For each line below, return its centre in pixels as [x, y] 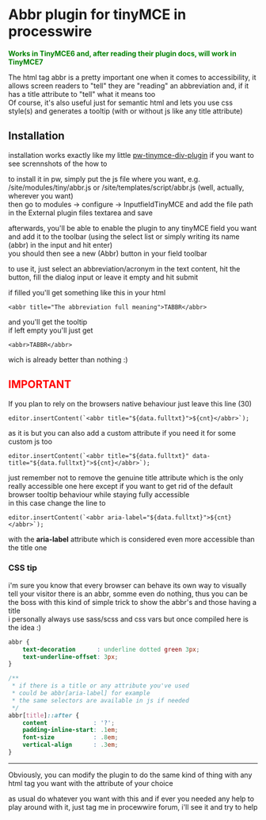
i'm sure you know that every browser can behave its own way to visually [127, 585]
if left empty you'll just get [51, 330]
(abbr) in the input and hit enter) [61, 244]
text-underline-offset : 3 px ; [70, 656]
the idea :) [25, 627]
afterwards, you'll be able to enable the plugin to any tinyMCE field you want [133, 228]
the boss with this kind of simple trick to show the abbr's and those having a [133, 602]
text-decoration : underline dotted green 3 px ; [111, 649]
